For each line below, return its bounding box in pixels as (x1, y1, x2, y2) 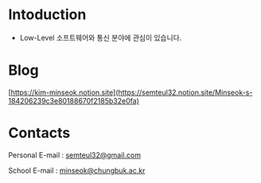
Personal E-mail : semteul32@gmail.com (8, 150, 142, 160)
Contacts (8, 124, 71, 142)
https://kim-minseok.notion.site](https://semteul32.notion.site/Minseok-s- (10, 88, 253, 97)
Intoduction (8, 6, 87, 24)
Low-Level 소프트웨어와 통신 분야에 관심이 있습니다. (19, 33, 182, 42)
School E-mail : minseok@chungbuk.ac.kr (8, 165, 146, 175)
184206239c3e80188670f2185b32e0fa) (8, 95, 139, 105)
